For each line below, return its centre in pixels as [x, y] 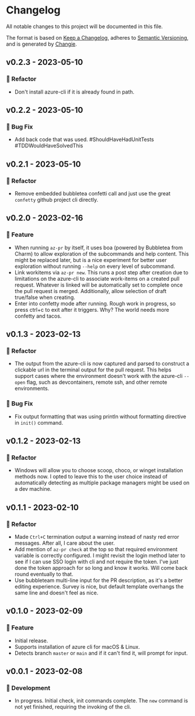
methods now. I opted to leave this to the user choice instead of [91, 477]
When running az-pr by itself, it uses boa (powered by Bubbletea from [99, 247]
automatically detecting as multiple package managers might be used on [102, 483]
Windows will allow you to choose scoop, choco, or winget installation [99, 470]
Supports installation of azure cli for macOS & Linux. [77, 646]
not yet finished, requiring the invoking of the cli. [73, 707]
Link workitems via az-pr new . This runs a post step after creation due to [101, 272]
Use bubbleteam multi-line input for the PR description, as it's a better [98, 580]
